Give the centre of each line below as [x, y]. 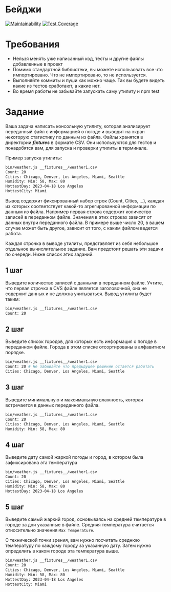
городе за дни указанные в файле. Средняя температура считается [80, 525]
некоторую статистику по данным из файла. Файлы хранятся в [74, 137]
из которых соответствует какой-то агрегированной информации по [81, 207]
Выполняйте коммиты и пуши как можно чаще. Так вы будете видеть [89, 80]
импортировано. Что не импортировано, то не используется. [80, 75]
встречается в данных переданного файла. [52, 405]
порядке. [15, 353]
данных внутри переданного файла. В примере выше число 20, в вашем [85, 223]
